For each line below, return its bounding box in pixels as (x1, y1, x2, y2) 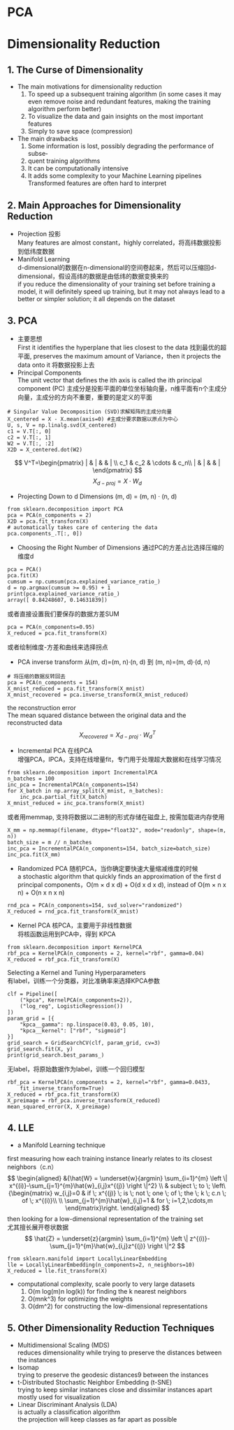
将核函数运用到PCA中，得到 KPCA (17, 930, 117, 939)
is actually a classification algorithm (17, 1408, 121, 1416)
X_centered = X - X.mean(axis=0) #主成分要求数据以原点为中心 (7, 415, 178, 423)
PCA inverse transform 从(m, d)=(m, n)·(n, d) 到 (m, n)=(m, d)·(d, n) (17, 658, 211, 666)
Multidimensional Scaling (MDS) (17, 1341, 110, 1349)
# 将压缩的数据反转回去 (7, 672, 66, 680)
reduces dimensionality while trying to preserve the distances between (17, 1348, 222, 1357)
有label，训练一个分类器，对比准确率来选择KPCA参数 (7, 976, 161, 985)
